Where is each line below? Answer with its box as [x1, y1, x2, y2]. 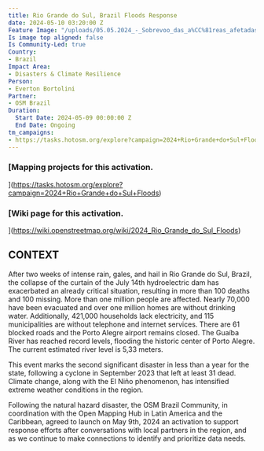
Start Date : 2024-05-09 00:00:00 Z [15, 114, 132, 122]
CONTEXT [8, 249, 60, 262]
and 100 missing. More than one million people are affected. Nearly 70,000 [8, 294, 250, 304]
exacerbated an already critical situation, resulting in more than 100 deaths [8, 286, 250, 295]
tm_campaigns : [8, 128, 55, 136]
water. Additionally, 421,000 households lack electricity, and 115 [8, 311, 214, 320]
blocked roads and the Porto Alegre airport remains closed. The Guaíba [8, 327, 240, 337]
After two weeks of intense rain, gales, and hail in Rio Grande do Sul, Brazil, [8, 269, 252, 279]
